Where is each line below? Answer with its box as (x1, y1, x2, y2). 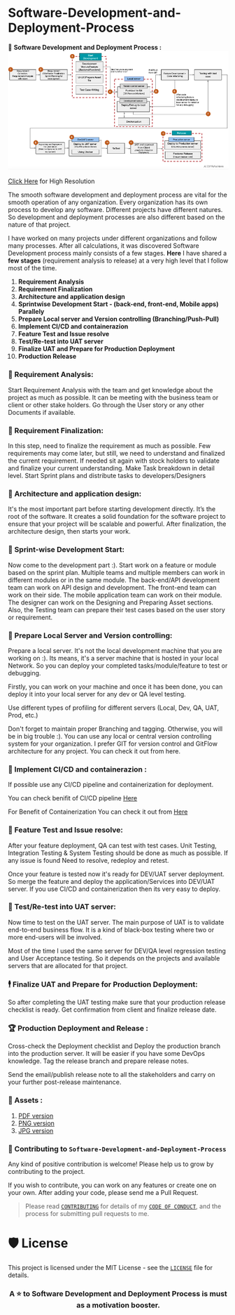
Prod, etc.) (8, 711, 38, 719)
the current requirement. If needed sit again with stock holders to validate (8, 456, 220, 465)
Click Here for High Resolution (8, 177, 95, 185)
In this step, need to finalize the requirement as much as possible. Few (8, 442, 211, 450)
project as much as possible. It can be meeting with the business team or (8, 393, 219, 402)
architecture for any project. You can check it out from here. (8, 746, 181, 755)
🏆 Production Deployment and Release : (8, 1024, 149, 1033)
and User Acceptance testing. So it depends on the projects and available (8, 953, 220, 963)
